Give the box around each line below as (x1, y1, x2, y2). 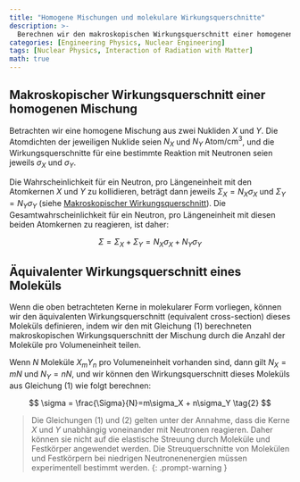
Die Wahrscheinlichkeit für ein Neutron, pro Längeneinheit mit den (9, 177, 253, 187)
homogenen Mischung (9, 102, 138, 117)
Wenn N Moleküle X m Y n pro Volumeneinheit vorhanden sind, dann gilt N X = (9, 357, 287, 370)
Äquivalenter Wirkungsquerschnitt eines (9, 264, 242, 279)
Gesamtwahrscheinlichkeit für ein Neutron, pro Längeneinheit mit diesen (9, 209, 276, 220)
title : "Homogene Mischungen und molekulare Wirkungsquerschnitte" (9, 12, 266, 22)
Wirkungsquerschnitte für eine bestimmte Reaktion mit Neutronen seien (9, 148, 273, 159)
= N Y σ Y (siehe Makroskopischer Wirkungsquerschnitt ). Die (9, 197, 226, 211)
